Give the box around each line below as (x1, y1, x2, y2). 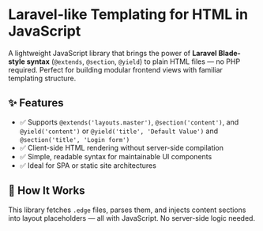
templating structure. (8, 73, 77, 83)
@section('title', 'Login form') (19, 136, 130, 143)
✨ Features (8, 96, 64, 110)
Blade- (218, 48, 241, 58)
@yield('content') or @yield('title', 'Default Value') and (19, 126, 219, 136)
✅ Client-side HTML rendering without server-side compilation (19, 143, 224, 152)
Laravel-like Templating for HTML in (8, 6, 249, 24)
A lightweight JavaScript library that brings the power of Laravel (8, 48, 217, 58)
